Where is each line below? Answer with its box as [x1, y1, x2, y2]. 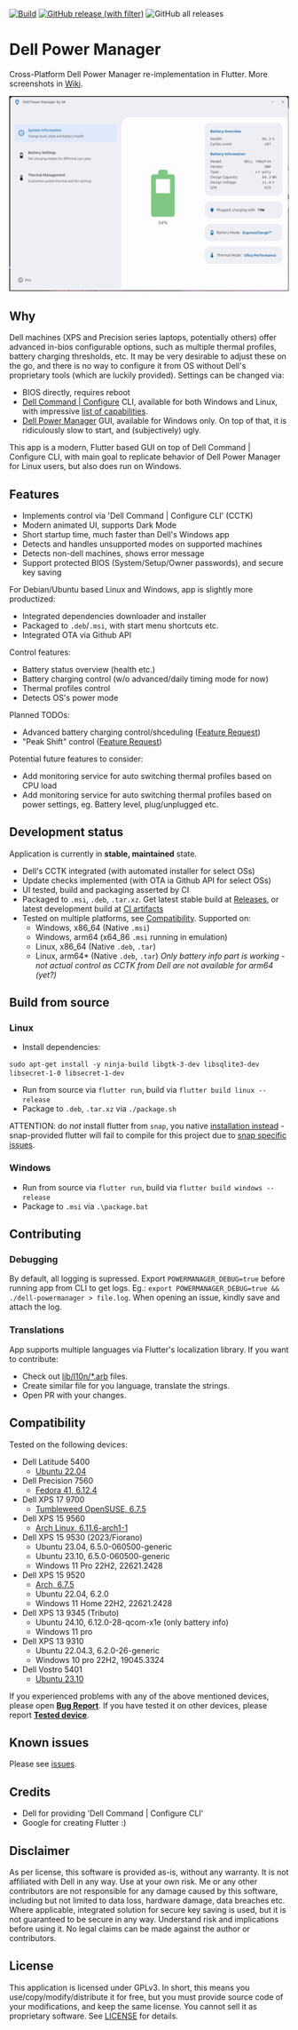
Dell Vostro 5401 [21, 1664, 82, 1675]
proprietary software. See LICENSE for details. [9, 2010, 179, 2021]
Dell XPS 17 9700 [21, 1493, 85, 1505]
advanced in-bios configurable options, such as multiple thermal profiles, [9, 342, 277, 353]
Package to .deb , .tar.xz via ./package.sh [21, 1103, 177, 1114]
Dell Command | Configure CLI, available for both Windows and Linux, [21, 396, 278, 408]
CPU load [21, 780, 58, 791]
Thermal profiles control [21, 682, 111, 693]
